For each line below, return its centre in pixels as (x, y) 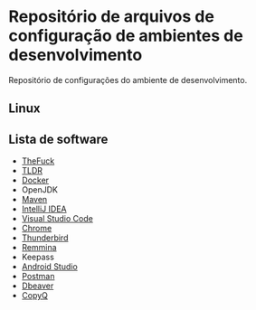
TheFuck (38, 161)
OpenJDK (40, 190)
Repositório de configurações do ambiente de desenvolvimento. (128, 80)
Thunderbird (45, 238)
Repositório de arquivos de (111, 17)
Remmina (39, 248)
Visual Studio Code (57, 219)
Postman (38, 277)
